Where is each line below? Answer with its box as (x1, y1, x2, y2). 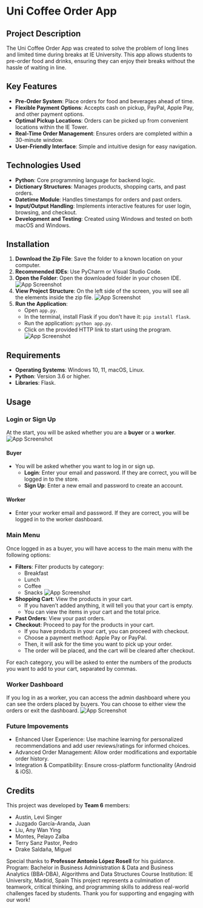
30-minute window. (15, 136, 64, 143)
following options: (6, 551, 51, 558)
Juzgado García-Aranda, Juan (15, 820, 91, 827)
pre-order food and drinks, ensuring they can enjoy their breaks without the (6, 58, 195, 64)
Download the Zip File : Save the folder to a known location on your (15, 255, 183, 262)
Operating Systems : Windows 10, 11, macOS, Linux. (15, 366, 145, 374)
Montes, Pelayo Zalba (15, 833, 70, 840)
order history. (15, 755, 49, 762)
